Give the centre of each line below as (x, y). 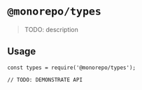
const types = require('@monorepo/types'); (72, 68)
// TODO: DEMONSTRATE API (45, 80)
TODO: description (51, 29)
